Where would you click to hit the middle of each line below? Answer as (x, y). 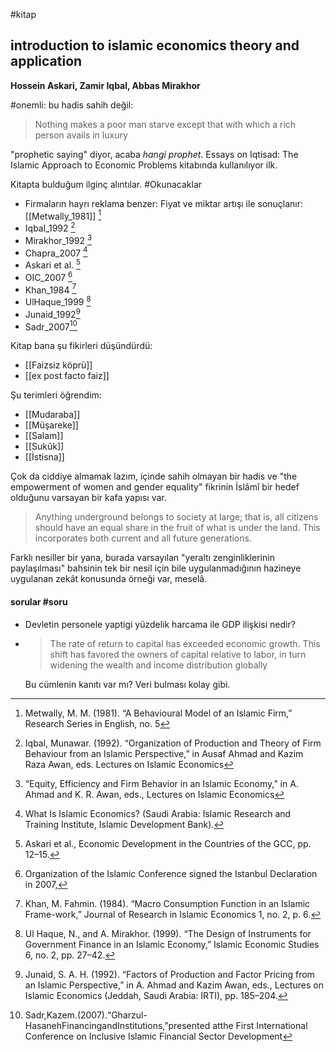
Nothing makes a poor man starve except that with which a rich (165, 124)
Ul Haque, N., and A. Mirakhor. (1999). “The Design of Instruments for (168, 933)
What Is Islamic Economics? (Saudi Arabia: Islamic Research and (158, 813)
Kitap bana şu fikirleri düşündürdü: (81, 346)
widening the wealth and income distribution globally (158, 665)
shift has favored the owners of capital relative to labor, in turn (178, 654)
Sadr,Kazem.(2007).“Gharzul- (86, 1015)
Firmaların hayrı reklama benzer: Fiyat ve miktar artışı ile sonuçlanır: (164, 203)
